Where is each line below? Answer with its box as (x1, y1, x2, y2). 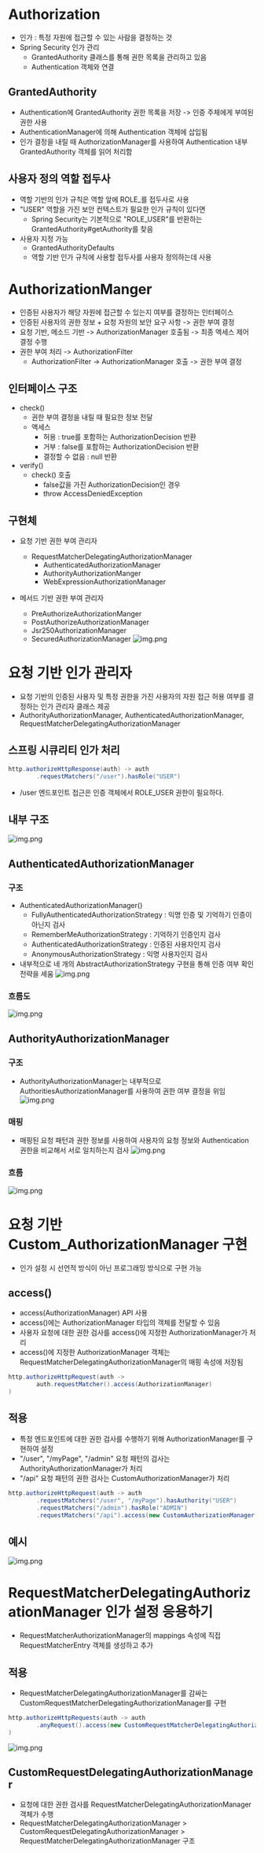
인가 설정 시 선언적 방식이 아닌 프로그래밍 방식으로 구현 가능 (19, 1263, 203, 1272)
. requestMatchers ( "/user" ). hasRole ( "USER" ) (36, 772, 181, 780)
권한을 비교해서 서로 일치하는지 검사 (19, 1145, 130, 1155)
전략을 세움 (19, 969, 54, 979)
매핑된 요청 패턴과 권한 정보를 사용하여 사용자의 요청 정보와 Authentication (19, 1136, 249, 1145)
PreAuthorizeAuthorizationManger (31, 609, 142, 619)
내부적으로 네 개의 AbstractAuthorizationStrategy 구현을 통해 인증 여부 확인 (19, 959, 254, 969)
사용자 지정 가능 (19, 234, 68, 244)
